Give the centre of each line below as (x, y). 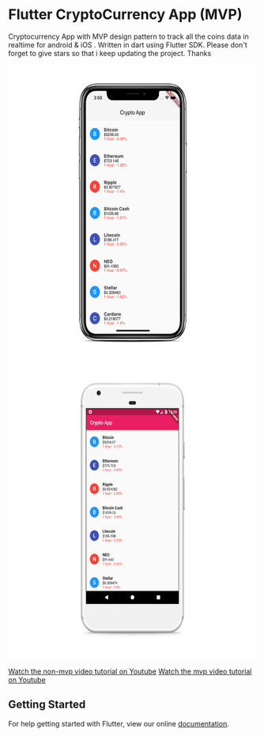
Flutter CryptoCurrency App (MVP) (125, 15)
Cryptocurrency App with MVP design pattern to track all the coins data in (128, 36)
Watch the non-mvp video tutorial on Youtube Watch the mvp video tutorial (130, 671)
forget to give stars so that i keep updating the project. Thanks (110, 53)
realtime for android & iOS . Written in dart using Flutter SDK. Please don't (128, 44)
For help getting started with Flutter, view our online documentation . (119, 723)
